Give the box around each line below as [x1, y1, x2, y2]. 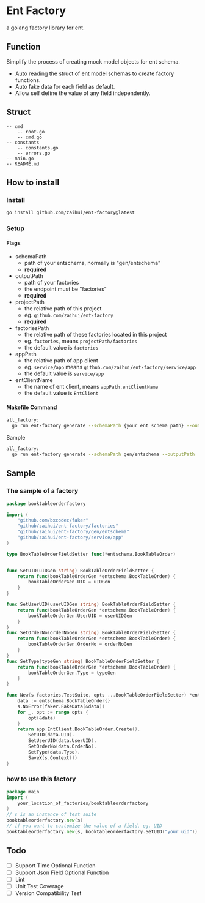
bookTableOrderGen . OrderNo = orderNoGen [28, 641, 132, 648]
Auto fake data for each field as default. [15, 83, 115, 90]
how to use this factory [6, 775, 76, 784]
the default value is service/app [24, 370, 104, 377]
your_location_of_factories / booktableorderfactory [17, 800, 149, 806]
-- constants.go [17, 144, 59, 151]
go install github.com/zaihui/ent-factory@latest [6, 209, 135, 216]
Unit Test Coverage [15, 882, 64, 890]
